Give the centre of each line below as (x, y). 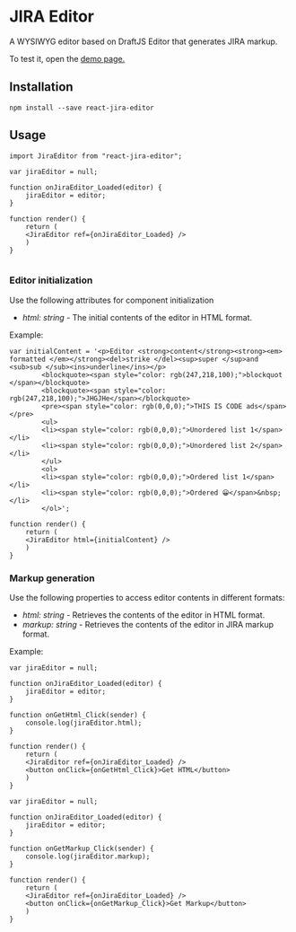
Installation (41, 87)
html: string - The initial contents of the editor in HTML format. (137, 317)
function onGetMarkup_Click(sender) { (82, 849)
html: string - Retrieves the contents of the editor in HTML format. (144, 615)
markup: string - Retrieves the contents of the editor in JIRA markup (148, 625)
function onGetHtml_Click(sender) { (78, 716)
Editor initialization (51, 280)
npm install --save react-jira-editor (82, 108)
